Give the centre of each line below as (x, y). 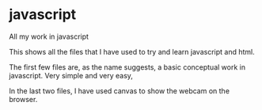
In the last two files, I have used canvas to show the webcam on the (120, 91)
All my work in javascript (49, 36)
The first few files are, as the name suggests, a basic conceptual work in (127, 67)
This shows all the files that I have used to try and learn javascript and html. (132, 51)
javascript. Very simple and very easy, (71, 75)
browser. (23, 99)
